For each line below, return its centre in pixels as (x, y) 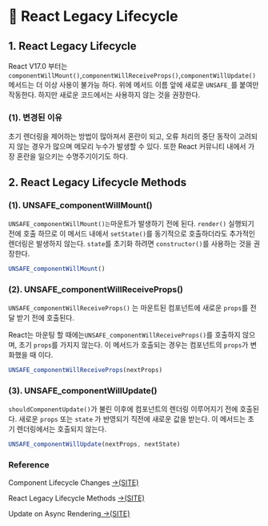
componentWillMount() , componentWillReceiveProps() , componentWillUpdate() (132, 75)
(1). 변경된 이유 (35, 117)
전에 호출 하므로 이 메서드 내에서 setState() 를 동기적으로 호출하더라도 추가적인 (132, 233)
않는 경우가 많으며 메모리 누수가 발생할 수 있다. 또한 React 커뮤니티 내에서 (131, 147)
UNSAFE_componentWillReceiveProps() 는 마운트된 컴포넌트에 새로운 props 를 (128, 308)
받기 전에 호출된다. (45, 318)
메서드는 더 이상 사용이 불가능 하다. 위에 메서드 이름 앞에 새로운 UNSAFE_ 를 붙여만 (134, 85)
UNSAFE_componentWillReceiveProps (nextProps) (85, 370)
